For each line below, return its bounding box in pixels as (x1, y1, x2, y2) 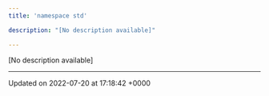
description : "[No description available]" (8, 26, 156, 34)
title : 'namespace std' (8, 11, 88, 20)
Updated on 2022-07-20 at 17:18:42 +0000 (8, 78, 151, 88)
